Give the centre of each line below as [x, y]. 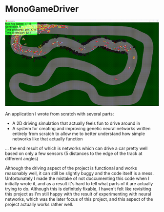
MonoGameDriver [42, 9]
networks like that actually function [47, 139]
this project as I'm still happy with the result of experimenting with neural [78, 194]
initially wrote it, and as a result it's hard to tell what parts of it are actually [79, 184]
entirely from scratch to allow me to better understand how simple [79, 134]
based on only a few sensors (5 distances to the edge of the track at [74, 154]
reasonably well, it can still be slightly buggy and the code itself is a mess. [79, 173]
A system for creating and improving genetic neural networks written [81, 129]
